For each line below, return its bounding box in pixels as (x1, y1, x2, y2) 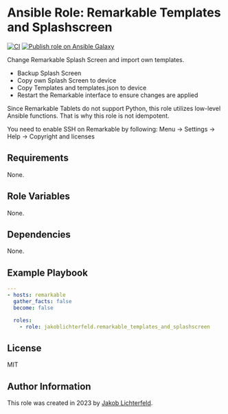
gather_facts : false (13, 298, 72, 304)
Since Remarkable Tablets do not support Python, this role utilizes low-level (7, 104, 221, 112)
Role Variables (7, 191, 70, 203)
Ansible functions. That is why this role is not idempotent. (7, 112, 170, 120)
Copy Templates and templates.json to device (16, 83, 147, 92)
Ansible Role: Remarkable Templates (7, 5, 221, 21)
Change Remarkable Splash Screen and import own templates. (7, 55, 185, 63)
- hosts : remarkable (7, 291, 67, 299)
